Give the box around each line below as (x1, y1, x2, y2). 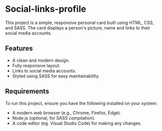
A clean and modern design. (12, 57, 70, 63)
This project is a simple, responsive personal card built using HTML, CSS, (5, 20, 154, 26)
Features (5, 44, 33, 52)
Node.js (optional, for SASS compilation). (12, 115, 96, 121)
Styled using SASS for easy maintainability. (12, 73, 100, 79)
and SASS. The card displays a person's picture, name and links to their (5, 25, 151, 30)
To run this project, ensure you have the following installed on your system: (5, 100, 158, 106)
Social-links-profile (5, 3, 86, 15)
